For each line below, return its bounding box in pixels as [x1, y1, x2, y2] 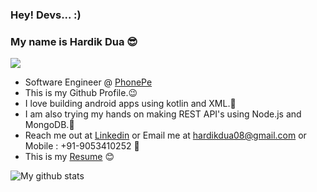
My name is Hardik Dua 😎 [10, 34, 138, 48]
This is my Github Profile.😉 [24, 87, 138, 99]
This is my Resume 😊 [24, 151, 115, 163]
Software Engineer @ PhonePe [24, 76, 153, 88]
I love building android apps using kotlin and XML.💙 [24, 98, 237, 110]
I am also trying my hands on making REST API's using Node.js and [24, 108, 302, 120]
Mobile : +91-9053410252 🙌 [24, 140, 140, 152]
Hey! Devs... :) [10, 8, 82, 22]
